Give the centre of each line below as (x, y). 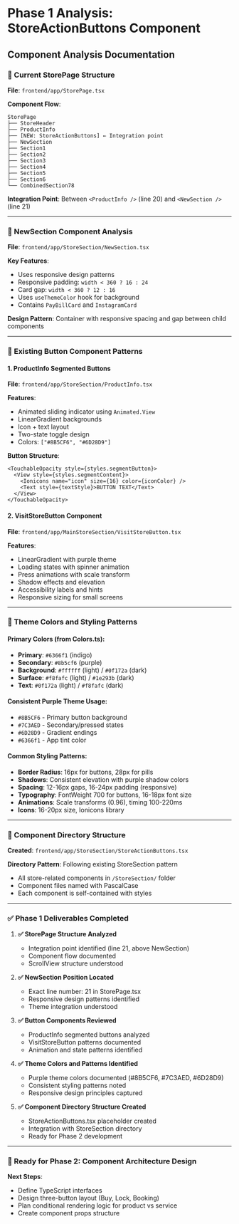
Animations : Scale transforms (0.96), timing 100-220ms (100, 802)
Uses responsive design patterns (66, 275)
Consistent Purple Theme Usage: (58, 701)
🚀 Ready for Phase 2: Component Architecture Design (102, 1161)
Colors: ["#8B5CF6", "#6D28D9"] (64, 442)
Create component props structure (69, 1213)
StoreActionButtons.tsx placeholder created (92, 1121)
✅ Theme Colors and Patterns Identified (78, 1063)
